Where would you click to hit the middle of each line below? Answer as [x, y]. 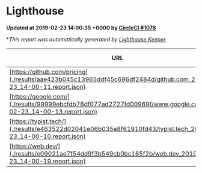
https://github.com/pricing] [50, 71]
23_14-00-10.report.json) [47, 136]
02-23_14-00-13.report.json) [54, 111]
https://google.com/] [41, 96]
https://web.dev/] [36, 146]
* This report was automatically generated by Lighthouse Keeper [86, 39]
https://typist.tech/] [39, 121]
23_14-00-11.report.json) [47, 86]
